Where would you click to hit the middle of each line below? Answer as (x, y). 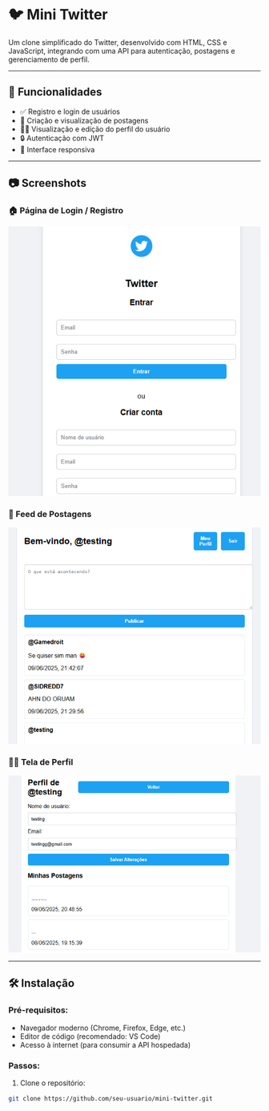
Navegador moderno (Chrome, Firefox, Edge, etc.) (103, 1028)
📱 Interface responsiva (57, 149)
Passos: (24, 1065)
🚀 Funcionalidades (55, 92)
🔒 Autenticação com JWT (62, 138)
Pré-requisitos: (38, 1010)
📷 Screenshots (47, 183)
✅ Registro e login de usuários (70, 111)
